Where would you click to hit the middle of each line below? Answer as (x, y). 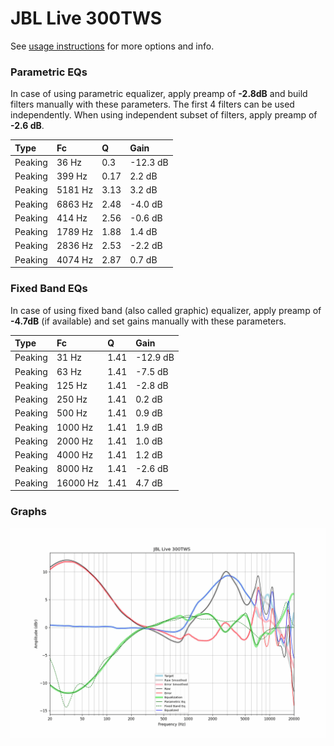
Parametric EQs (49, 72)
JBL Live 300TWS (86, 18)
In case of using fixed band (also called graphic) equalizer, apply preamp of (166, 310)
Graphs (28, 511)
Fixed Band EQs (49, 289)
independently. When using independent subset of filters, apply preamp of (164, 115)
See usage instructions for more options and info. (112, 46)
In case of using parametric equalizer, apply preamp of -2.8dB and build (159, 94)
